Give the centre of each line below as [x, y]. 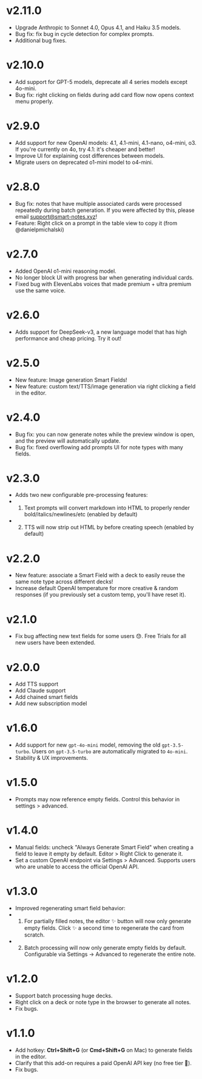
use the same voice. [40, 290]
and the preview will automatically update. [68, 441]
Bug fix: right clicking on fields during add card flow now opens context [104, 94]
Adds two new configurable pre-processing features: [81, 495]
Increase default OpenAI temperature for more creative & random [96, 588]
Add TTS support [37, 684]
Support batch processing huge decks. [64, 996]
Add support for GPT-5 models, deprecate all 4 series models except [101, 82]
